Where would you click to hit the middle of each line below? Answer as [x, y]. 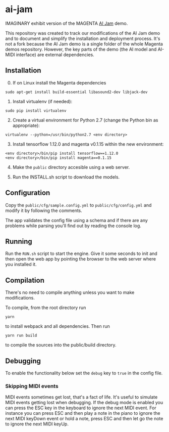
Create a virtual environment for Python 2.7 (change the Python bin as [85, 120]
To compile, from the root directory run [46, 308]
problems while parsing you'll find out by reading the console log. [73, 226]
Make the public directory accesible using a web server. [71, 167]
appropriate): [26, 125]
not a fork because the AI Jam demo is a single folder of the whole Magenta [84, 44]
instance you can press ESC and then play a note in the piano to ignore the [83, 413]
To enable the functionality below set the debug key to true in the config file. [84, 373]
